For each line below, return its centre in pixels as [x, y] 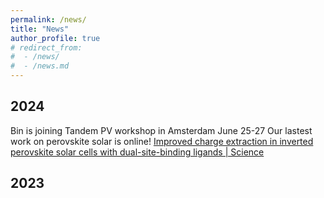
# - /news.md [40, 66]
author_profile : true [55, 38]
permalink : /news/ [48, 19]
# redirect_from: [46, 47]
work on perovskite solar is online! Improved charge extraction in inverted [162, 141]
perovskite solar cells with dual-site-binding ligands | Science [137, 152]
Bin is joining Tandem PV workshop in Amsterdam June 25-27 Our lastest [161, 130]
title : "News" [40, 29]
